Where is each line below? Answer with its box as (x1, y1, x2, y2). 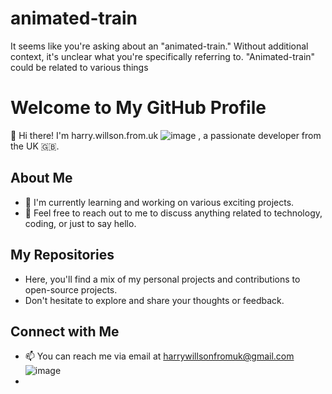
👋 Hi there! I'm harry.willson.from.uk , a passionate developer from (10, 129, 322, 141)
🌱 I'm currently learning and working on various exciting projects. (24, 196, 295, 208)
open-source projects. (24, 283, 118, 296)
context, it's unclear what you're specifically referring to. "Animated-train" (10, 50, 316, 62)
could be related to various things (10, 61, 149, 73)
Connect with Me (10, 323, 120, 340)
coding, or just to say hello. (24, 217, 137, 229)
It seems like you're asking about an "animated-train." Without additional (10, 40, 309, 52)
